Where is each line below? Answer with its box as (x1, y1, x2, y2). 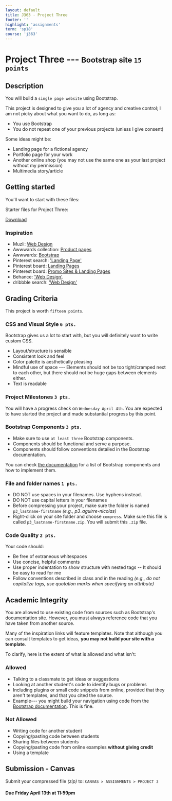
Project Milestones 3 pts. (5, 393, 71, 400)
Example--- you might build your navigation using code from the (12, 698, 149, 704)
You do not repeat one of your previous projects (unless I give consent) (12, 126, 164, 132)
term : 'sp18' (5, 27, 33, 32)
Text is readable (12, 380, 47, 387)
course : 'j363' (5, 31, 38, 37)
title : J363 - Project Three (5, 12, 68, 18)
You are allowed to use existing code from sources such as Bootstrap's (5, 610, 156, 616)
